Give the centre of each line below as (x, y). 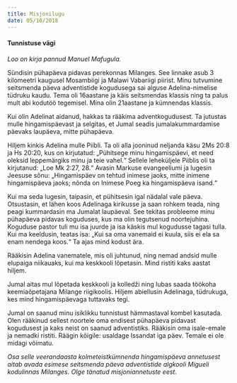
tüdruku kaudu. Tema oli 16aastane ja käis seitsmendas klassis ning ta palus (118, 95)
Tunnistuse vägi (31, 43)
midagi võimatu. (31, 343)
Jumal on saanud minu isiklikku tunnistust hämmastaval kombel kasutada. (115, 313)
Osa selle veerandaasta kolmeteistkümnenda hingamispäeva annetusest (114, 356)
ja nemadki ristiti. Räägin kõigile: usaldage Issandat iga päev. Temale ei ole (116, 335)
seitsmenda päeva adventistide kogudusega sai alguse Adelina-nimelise (112, 87)
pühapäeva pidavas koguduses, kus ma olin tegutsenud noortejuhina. (109, 219)
